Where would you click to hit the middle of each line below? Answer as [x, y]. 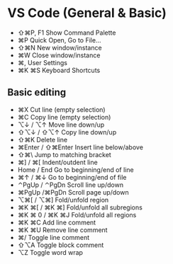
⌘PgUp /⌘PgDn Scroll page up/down [73, 192]
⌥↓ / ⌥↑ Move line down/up [61, 125]
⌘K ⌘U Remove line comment [62, 230]
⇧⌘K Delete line [43, 139]
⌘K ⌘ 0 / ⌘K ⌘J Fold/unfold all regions [77, 214]
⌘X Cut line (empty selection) [61, 109]
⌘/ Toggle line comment [54, 237]
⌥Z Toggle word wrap [50, 252]
